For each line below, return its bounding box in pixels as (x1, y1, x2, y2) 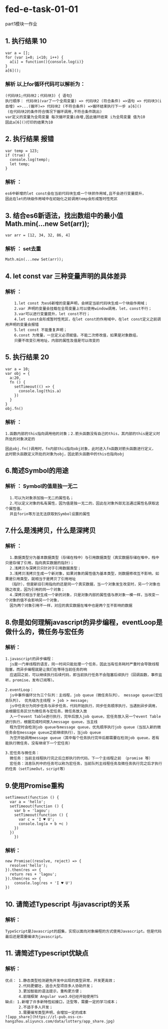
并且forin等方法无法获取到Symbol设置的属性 (9, 511, 90, 516)
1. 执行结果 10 (5, 37, 47, 46)
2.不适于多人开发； (18, 1004, 53, 1009)
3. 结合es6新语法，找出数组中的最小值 (5, 211, 123, 220)
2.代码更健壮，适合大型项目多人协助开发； (18, 983, 94, 988)
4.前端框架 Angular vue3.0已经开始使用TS (18, 994, 98, 999)
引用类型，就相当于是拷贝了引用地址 (12, 576, 76, 581)
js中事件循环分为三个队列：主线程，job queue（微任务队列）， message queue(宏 (9, 693, 159, 698)
